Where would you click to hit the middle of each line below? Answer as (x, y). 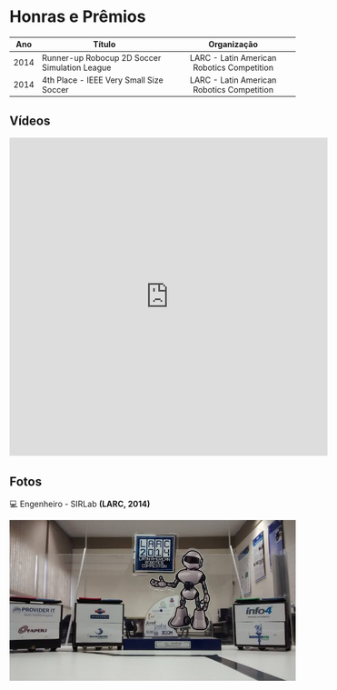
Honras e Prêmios (78, 17)
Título (104, 45)
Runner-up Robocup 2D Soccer (102, 57)
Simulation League (77, 67)
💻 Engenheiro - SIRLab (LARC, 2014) (80, 504)
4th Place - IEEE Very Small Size (103, 80)
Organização (233, 45)
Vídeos (30, 120)
